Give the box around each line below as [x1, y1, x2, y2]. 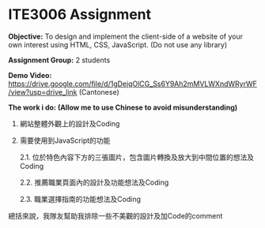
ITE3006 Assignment [8, 6, 152, 24]
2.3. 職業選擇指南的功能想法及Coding [19, 194, 141, 204]
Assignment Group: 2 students [8, 55, 111, 65]
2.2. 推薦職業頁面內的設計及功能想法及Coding [19, 178, 169, 187]
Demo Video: [8, 70, 52, 80]
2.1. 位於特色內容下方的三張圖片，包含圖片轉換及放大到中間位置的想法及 [19, 152, 255, 162]
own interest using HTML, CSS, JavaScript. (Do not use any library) [8, 39, 228, 49]
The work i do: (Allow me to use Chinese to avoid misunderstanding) [8, 103, 238, 112]
